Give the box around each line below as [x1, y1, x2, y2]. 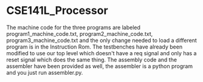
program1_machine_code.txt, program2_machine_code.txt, [6, 30, 153, 37]
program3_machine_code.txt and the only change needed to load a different [6, 36, 198, 44]
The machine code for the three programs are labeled [6, 24, 141, 31]
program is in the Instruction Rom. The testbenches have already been [6, 43, 183, 50]
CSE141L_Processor [6, 4, 108, 18]
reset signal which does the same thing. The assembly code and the [6, 56, 177, 63]
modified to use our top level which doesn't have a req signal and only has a [6, 49, 197, 56]
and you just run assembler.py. [6, 69, 83, 76]
